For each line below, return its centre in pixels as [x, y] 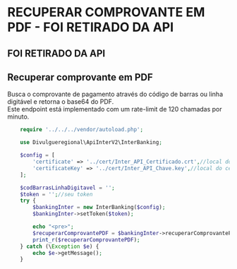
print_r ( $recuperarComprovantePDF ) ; [86, 240]
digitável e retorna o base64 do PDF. [61, 102]
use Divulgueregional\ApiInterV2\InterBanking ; [91, 143]
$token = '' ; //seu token [56, 194]
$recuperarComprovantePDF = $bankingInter [96, 233]
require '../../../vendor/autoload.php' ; [81, 130]
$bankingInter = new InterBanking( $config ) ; [99, 208]
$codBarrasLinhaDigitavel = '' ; [67, 188]
